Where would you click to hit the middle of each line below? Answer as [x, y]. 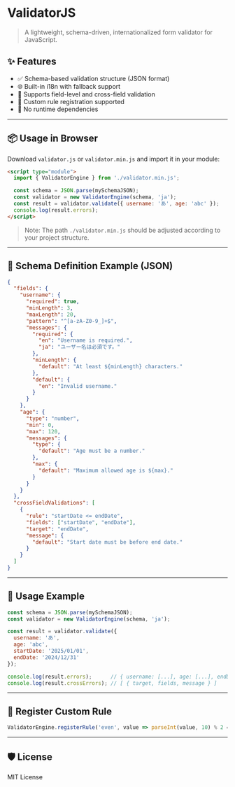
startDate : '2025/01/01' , [51, 651]
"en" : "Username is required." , [85, 340]
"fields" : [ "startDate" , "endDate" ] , [81, 522]
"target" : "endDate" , [57, 529]
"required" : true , [52, 302]
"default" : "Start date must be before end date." [108, 542]
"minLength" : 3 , [49, 308]
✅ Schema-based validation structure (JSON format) [93, 78]
